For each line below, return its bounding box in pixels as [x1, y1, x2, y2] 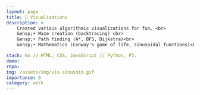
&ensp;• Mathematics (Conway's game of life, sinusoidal [17, 42, 161, 48]
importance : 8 [6, 75, 42, 81]
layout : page [6, 8, 39, 15]
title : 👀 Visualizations [6, 14, 68, 20]
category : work [6, 80, 44, 86]
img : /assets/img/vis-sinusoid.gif [6, 69, 95, 75]
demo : [6, 58, 20, 64]
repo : [6, 64, 20, 69]
